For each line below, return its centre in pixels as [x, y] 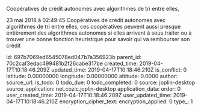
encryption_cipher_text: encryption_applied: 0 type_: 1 [126, 101]
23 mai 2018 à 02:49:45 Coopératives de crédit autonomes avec [86, 20]
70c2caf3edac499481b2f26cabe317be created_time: [72, 63]
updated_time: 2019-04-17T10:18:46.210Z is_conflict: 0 [119, 70]
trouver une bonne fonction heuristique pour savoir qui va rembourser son [98, 39]
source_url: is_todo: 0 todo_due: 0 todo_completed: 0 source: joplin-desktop [101, 82]
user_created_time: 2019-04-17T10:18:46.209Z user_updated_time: [89, 95]
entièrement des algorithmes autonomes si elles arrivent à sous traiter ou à [99, 33]
